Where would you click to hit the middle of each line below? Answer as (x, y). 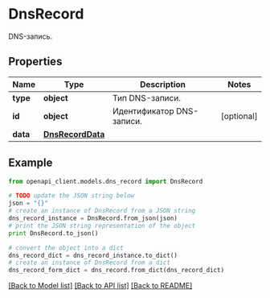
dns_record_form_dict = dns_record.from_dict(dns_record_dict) (117, 271)
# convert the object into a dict (66, 248)
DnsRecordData (74, 134)
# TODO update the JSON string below (72, 196)
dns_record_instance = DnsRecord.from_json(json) (93, 218)
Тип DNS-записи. (146, 97)
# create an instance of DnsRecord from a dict (90, 263)
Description (163, 84)
